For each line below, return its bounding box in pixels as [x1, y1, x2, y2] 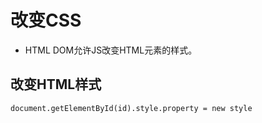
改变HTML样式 [10, 76, 102, 93]
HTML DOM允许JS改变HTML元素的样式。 [24, 44, 198, 56]
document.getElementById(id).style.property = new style [10, 103, 253, 113]
